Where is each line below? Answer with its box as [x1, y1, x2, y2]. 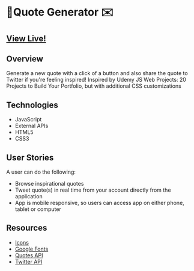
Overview [6, 53, 44, 64]
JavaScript [14, 116, 42, 123]
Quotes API [14, 251, 43, 259]
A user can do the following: [6, 168, 76, 175]
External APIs [14, 122, 49, 130]
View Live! [6, 33, 46, 43]
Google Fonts [14, 245, 49, 252]
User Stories [6, 152, 54, 163]
